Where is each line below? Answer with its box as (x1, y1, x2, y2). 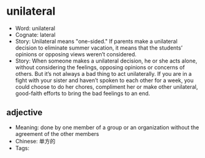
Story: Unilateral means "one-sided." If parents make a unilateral (15, 37, 177, 45)
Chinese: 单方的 (15, 137, 56, 145)
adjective (6, 107, 43, 118)
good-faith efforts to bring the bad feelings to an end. (15, 89, 151, 97)
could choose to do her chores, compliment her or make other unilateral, (15, 83, 198, 90)
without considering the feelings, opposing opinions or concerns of (15, 63, 185, 71)
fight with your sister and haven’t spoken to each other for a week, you (15, 77, 194, 84)
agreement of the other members (15, 130, 99, 137)
